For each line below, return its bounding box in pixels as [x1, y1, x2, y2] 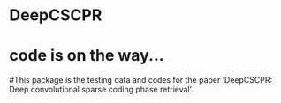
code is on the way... [9, 46, 165, 66]
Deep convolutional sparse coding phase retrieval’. [9, 85, 194, 95]
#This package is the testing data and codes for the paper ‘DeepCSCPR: [9, 75, 273, 85]
